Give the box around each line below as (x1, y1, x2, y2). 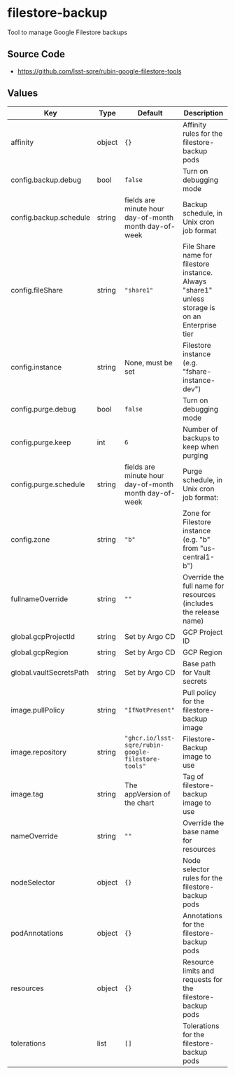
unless (183, 294, 205, 304)
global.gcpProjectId (10, 631, 76, 641)
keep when (183, 442, 219, 451)
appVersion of (124, 789, 171, 799)
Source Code (7, 48, 65, 60)
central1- (183, 551, 215, 561)
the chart (124, 798, 155, 808)
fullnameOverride (10, 593, 69, 603)
